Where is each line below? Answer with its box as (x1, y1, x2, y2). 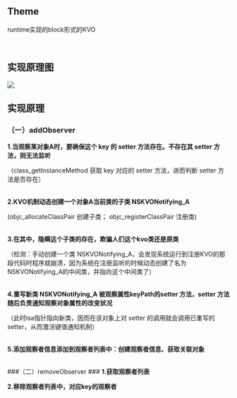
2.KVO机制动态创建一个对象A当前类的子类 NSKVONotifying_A (7, 197, 190, 206)
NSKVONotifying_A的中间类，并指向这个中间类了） (7, 268, 156, 276)
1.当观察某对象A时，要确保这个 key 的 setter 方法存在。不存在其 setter (7, 142, 213, 151)
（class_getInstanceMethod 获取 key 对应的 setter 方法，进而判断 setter (7, 166, 217, 175)
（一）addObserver (7, 125, 75, 135)
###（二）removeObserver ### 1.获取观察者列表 (7, 368, 150, 376)
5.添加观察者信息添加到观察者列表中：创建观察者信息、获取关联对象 (7, 345, 205, 354)
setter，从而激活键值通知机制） (7, 323, 99, 331)
